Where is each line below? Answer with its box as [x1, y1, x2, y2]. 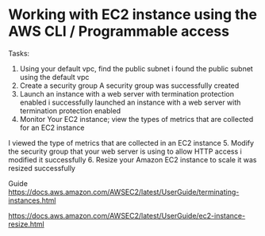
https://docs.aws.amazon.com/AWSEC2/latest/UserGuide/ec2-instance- [8, 211, 246, 220]
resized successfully [8, 163, 75, 173]
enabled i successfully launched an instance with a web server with [19, 97, 241, 107]
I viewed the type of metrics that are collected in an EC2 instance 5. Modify [8, 138, 255, 147]
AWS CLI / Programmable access [8, 22, 230, 40]
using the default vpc [19, 72, 90, 82]
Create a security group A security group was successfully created [19, 81, 240, 90]
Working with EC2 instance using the [8, 6, 258, 24]
